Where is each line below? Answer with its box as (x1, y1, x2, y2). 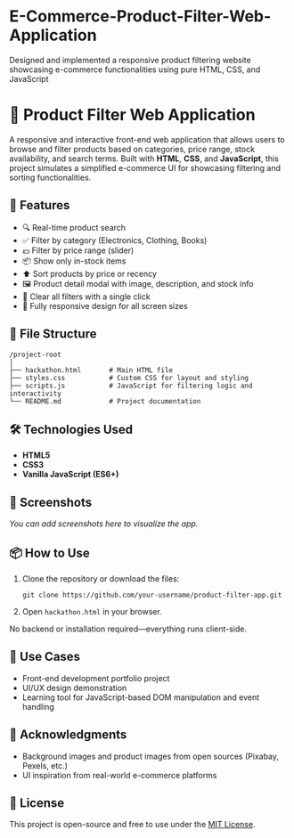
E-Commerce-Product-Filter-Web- (9, 6, 272, 27)
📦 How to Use (9, 545, 91, 560)
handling (21, 701, 55, 712)
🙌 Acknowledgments (9, 728, 127, 743)
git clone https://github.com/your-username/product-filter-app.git (21, 590, 282, 599)
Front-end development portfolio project (21, 672, 170, 683)
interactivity (9, 389, 62, 398)
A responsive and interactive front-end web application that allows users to (9, 134, 285, 144)
